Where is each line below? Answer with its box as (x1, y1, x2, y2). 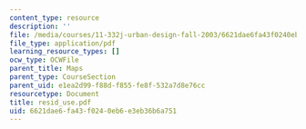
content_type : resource (9, 13, 100, 23)
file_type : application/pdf (9, 38, 117, 48)
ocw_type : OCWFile (9, 55, 79, 64)
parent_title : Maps (9, 64, 84, 74)
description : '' (9, 22, 71, 31)
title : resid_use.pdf (9, 97, 92, 107)
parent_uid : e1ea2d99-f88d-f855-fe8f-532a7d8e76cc (9, 81, 206, 90)
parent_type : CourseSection (9, 73, 117, 82)
